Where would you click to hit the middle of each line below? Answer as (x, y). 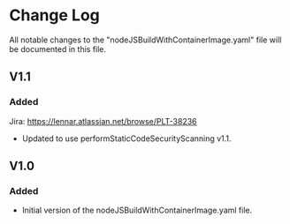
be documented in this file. (58, 49)
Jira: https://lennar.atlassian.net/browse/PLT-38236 (103, 121)
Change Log (54, 15)
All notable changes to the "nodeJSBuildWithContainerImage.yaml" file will (145, 40)
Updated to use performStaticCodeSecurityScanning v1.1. (126, 138)
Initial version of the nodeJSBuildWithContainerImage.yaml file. (137, 210)
